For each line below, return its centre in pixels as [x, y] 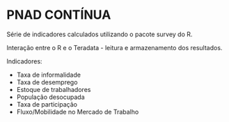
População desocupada [50, 97]
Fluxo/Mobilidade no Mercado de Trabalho [78, 112]
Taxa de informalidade [49, 75]
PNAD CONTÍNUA [59, 15]
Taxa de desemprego [47, 82]
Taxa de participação [47, 104]
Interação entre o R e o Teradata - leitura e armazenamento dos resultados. [114, 47]
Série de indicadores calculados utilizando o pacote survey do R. [100, 34]
